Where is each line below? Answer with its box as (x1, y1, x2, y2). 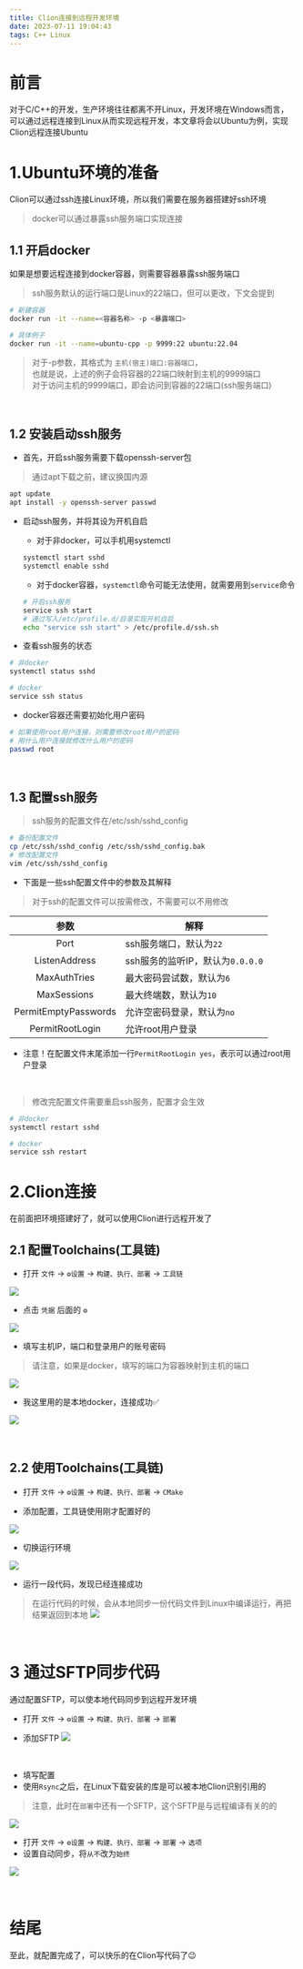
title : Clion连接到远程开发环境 (9, 13, 120, 23)
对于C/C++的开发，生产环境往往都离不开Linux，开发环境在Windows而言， (9, 104, 289, 115)
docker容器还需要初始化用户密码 (22, 709, 146, 720)
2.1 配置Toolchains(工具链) (9, 1242, 161, 1257)
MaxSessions (35, 988, 94, 1001)
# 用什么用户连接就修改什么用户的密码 (9, 736, 134, 745)
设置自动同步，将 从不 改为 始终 (22, 1848, 130, 1859)
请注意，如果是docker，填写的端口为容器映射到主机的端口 (31, 1360, 250, 1371)
